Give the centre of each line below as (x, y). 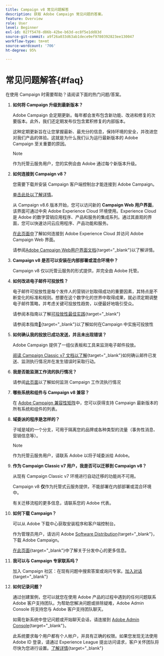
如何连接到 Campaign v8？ (40, 174)
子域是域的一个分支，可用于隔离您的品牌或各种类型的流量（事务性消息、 (85, 430)
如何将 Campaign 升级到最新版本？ (48, 105)
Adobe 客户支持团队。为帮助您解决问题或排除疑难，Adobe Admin (78, 603)
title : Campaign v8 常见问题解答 (37, 9)
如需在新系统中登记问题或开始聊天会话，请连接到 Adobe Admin (76, 619)
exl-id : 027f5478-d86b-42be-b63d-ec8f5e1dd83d (54, 32)
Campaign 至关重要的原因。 (40, 144)
